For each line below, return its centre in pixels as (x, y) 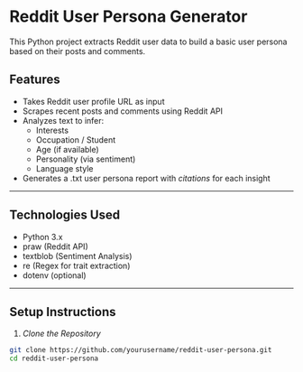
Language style (64, 168)
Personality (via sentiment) (86, 159)
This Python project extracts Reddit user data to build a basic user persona (148, 42)
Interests (52, 130)
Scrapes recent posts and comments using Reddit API (123, 111)
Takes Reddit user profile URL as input (93, 101)
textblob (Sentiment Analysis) (77, 256)
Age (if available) (67, 149)
